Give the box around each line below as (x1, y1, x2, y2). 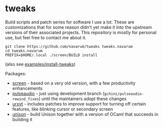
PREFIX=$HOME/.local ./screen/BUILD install (5, 52, 98, 58)
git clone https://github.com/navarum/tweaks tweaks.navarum (5, 44, 133, 49)
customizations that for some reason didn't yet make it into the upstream (5, 24, 152, 30)
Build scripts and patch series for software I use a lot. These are (5, 19, 135, 25)
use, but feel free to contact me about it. (5, 35, 87, 41)
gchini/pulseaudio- (104, 91, 144, 96)
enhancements (12, 85, 43, 91)
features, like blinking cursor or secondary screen (12, 106, 113, 112)
